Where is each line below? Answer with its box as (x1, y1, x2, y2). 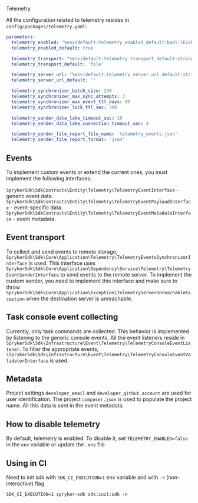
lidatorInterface (6, 358, 49, 364)
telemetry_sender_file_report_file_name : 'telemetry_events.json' (11, 131, 178, 137)
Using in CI (6, 458, 47, 468)
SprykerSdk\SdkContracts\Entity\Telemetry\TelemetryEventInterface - (6, 186, 179, 193)
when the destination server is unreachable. (26, 295, 133, 302)
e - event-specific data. (6, 203, 63, 211)
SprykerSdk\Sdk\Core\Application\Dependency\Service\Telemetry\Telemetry (6, 265, 192, 272)
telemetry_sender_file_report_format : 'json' (11, 137, 126, 143)
